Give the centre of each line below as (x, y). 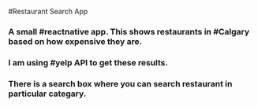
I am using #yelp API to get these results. (88, 62)
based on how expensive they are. (75, 41)
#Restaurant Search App (48, 11)
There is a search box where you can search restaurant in (120, 83)
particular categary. (47, 94)
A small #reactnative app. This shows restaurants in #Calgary (129, 31)
